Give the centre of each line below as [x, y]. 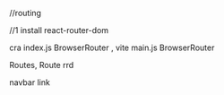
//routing [26, 13]
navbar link [30, 82]
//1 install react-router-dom [59, 30]
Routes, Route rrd [42, 65]
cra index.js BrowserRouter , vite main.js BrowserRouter [112, 47]
